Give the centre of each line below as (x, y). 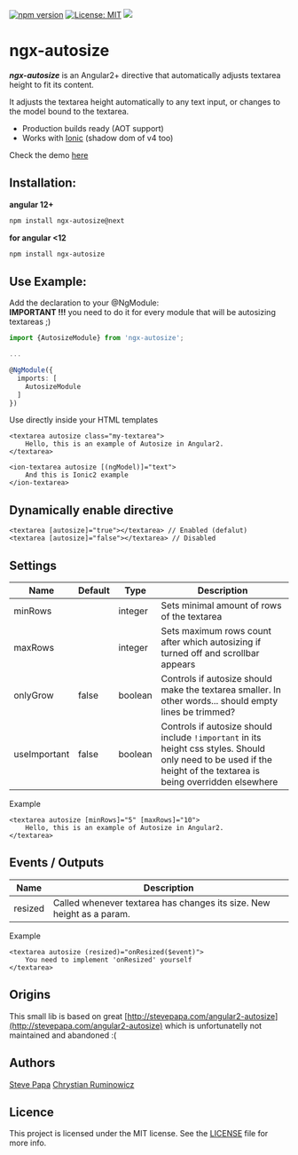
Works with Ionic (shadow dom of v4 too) (98, 138)
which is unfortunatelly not (213, 1025)
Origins (30, 995)
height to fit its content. (52, 84)
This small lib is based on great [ (68, 1016)
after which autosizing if (211, 642)
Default (94, 590)
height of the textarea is (210, 771)
